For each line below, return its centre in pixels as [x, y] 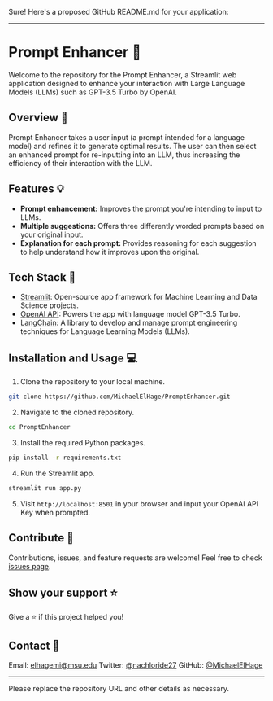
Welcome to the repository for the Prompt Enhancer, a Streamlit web [123, 74]
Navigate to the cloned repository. [77, 412]
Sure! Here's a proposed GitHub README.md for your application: [119, 12]
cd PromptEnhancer [39, 427]
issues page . [30, 566]
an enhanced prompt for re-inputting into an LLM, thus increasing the [124, 155]
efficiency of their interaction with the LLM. [80, 163]
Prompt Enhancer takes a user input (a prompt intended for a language [127, 137]
